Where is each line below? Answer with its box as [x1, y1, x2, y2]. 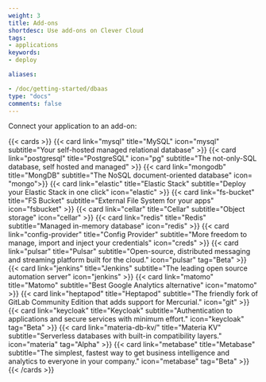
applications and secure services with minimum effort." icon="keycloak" [8, 314, 245, 324]
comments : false [8, 99, 62, 107]
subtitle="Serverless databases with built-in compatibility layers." [8, 331, 222, 341]
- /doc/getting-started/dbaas [8, 84, 109, 92]
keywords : [8, 49, 41, 57]
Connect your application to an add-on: [8, 121, 137, 131]
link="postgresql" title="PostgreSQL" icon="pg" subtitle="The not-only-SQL [8, 154, 257, 163]
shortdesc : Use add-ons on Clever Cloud [8, 26, 145, 34]
